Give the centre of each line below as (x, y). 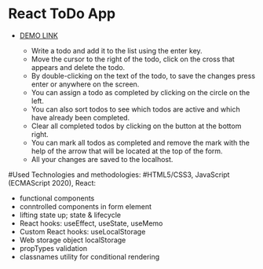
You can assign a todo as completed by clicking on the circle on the (141, 92)
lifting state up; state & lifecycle (70, 215)
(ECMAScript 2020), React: (52, 182)
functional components (57, 198)
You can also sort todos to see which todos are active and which (136, 109)
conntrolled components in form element (85, 206)
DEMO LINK (39, 35)
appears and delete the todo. (78, 67)
